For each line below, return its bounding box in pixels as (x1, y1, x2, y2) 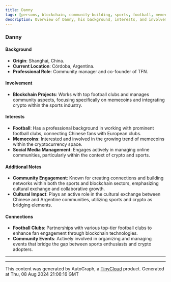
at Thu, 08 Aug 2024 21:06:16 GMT (5, 271, 79, 277)
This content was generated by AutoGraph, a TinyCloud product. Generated (5, 266, 164, 272)
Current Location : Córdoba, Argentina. (12, 63, 95, 69)
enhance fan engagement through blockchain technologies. (12, 230, 138, 236)
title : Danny (5, 7, 33, 13)
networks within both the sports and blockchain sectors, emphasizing (12, 180, 159, 186)
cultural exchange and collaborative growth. (12, 186, 105, 192)
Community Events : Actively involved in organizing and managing (12, 236, 152, 242)
